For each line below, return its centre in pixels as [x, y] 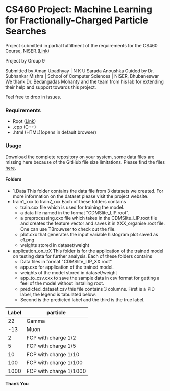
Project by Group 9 [25, 60]
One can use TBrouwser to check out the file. [68, 229]
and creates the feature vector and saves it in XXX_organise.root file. [92, 223]
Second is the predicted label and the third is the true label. [82, 300]
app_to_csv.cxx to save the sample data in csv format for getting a [90, 278]
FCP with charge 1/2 [51, 338]
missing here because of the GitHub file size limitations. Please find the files [85, 162]
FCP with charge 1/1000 [56, 371]
